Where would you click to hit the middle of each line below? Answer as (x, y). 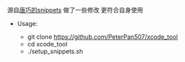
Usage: (27, 24)
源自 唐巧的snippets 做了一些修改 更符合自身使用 (75, 10)
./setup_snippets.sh (55, 51)
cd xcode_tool (47, 44)
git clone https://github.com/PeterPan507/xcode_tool (102, 37)
